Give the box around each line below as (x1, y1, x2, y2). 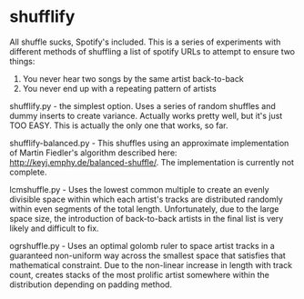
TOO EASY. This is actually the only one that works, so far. (9, 120, 229, 131)
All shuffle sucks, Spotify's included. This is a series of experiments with (9, 36, 281, 47)
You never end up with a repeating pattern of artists (22, 83, 217, 94)
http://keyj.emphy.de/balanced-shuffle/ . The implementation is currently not (9, 156, 294, 167)
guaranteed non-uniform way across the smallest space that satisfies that (9, 250, 287, 261)
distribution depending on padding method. (9, 279, 173, 290)
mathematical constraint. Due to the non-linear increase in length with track (9, 259, 293, 270)
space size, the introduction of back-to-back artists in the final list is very (9, 213, 284, 224)
